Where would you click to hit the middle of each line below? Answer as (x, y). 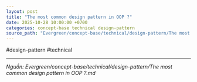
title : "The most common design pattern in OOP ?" (69, 17)
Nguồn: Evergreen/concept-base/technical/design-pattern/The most (89, 67)
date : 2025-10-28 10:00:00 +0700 (47, 22)
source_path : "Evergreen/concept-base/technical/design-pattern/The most (98, 33)
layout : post (22, 11)
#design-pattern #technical (39, 50)
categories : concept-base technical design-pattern (70, 28)
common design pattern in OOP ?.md (51, 73)
